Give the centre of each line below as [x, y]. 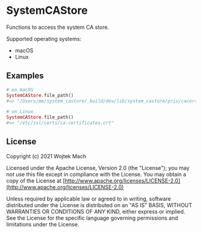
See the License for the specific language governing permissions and [92, 218]
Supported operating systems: [44, 39]
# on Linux [20, 112]
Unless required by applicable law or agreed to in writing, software [89, 199]
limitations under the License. [43, 224]
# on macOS [20, 90]
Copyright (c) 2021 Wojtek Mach [46, 156]
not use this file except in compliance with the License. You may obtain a [96, 174]
